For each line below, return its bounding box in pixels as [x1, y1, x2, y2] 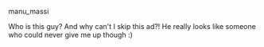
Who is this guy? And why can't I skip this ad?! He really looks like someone [8, 22, 256, 31]
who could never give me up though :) [8, 31, 134, 39]
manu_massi [8, 7, 49, 16]
